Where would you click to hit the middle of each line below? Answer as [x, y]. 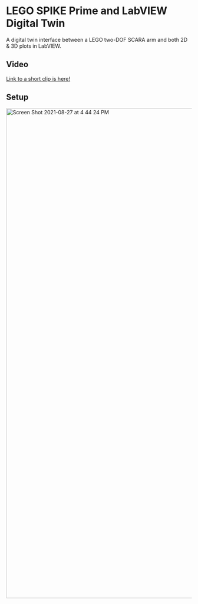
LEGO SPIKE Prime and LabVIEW [87, 11]
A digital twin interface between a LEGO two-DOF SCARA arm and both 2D [97, 39]
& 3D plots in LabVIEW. [34, 46]
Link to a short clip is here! [38, 78]
